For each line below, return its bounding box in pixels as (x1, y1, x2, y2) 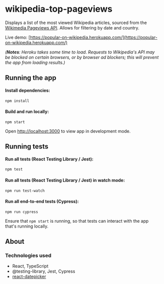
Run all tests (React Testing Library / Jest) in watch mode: (5, 177, 125, 183)
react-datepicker (12, 274, 47, 280)
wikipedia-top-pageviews (5, 3, 113, 15)
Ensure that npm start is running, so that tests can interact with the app (5, 218, 149, 224)
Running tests (5, 142, 49, 151)
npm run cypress (5, 209, 38, 214)
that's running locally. (5, 223, 49, 229)
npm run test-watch (5, 188, 45, 193)
